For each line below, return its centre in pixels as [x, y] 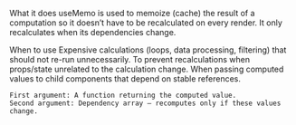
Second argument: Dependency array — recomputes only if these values [145, 103]
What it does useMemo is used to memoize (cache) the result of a [132, 13]
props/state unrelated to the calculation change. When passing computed [147, 69]
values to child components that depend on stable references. [125, 79]
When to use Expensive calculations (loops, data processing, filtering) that [148, 50]
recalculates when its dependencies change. [93, 32]
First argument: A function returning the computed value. [123, 95]
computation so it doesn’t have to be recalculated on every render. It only [146, 23]
